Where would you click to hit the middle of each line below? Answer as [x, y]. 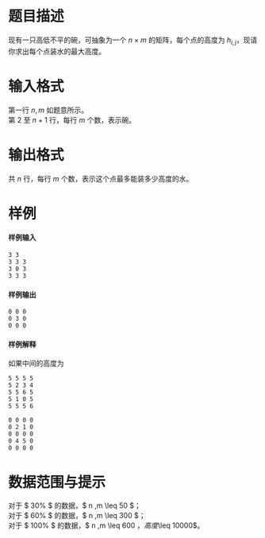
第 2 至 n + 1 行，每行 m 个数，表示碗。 [72, 119]
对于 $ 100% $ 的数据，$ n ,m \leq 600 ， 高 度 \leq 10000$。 [106, 525]
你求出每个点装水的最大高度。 [57, 51]
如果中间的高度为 [36, 364]
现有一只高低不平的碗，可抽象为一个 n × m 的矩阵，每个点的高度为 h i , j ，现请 [133, 41]
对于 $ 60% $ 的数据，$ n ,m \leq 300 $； [77, 516]
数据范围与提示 [57, 482]
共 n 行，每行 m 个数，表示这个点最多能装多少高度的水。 [101, 178]
